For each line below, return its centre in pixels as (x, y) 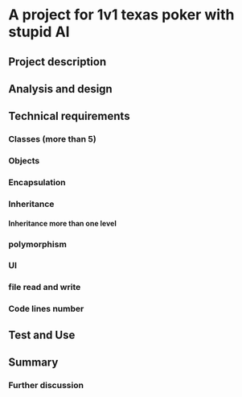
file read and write (45, 287)
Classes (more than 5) (52, 139)
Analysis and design (60, 89)
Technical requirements (69, 116)
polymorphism (37, 244)
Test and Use (42, 335)
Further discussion (46, 386)
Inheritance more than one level (62, 223)
